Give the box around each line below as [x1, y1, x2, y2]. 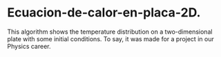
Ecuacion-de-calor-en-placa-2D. [7, 5, 201, 21]
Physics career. [7, 42, 51, 50]
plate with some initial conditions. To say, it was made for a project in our [7, 34, 214, 43]
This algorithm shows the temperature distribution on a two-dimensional [7, 27, 213, 36]
